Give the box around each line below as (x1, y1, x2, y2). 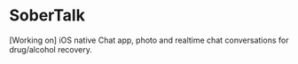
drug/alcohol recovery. (9, 44, 93, 54)
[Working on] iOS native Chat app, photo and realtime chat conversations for (9, 35, 289, 45)
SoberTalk (9, 5, 86, 26)
